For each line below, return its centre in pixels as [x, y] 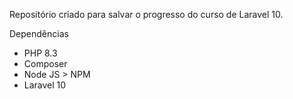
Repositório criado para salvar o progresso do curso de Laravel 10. [146, 14]
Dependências [39, 33]
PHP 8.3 [40, 53]
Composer [45, 63]
